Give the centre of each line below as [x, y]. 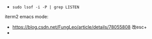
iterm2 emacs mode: [27, 16]
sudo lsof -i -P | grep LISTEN [46, 7]
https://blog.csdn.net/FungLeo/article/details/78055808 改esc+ [80, 27]
